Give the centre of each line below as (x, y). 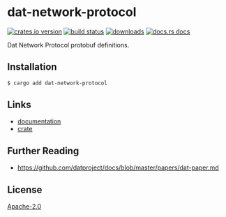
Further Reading (43, 151)
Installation (32, 67)
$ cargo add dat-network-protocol (58, 83)
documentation (39, 121)
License (25, 189)
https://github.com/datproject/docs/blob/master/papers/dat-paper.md (118, 167)
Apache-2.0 (24, 207)
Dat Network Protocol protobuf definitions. (68, 45)
